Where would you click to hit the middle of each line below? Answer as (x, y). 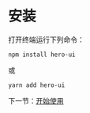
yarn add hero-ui (37, 85)
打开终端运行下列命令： (46, 40)
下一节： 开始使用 (36, 100)
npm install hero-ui (42, 55)
